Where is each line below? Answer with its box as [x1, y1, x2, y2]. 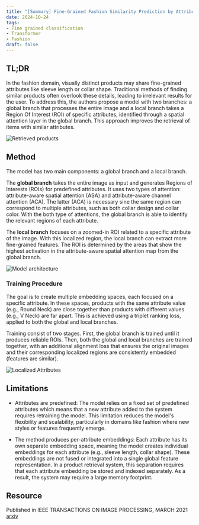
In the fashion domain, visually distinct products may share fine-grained [6, 79, 182, 86]
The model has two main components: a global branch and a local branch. [6, 168, 187, 175]
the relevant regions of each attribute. [6, 217, 99, 224]
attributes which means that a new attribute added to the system [14, 405, 173, 413]
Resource [6, 491, 43, 501]
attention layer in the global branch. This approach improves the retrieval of [6, 117, 191, 124]
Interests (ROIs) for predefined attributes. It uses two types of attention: [6, 185, 181, 192]
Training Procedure [6, 279, 63, 288]
